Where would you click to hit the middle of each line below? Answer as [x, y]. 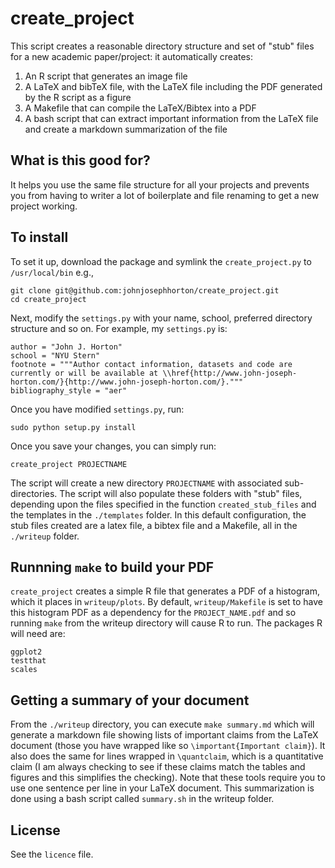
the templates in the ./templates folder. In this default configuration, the [158, 514]
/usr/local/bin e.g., [52, 272]
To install [39, 237]
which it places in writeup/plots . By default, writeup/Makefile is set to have [166, 602]
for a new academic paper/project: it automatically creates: [132, 56]
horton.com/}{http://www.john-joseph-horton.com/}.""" [127, 382]
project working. [44, 206]
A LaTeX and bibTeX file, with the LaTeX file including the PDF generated [173, 86]
